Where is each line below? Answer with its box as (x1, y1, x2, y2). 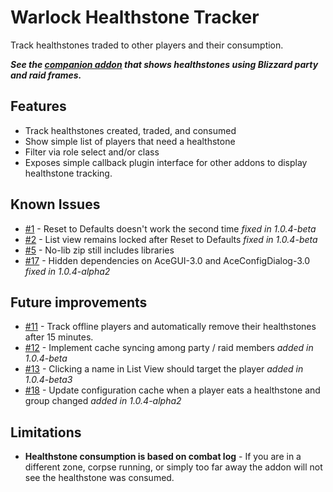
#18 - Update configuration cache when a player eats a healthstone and (24, 384, 321, 396)
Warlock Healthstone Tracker (10, 6, 260, 29)
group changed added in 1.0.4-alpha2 (24, 395, 182, 407)
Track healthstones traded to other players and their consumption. (10, 39, 284, 51)
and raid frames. (10, 69, 82, 81)
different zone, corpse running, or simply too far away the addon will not (24, 461, 323, 473)
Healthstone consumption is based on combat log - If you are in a (24, 451, 302, 463)
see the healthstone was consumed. (24, 472, 175, 484)
